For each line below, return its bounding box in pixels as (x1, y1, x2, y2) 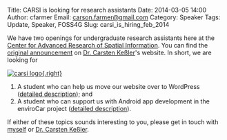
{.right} (41, 69, 62, 77)
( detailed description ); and (17, 90, 93, 98)
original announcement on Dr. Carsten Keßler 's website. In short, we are (7, 48, 212, 57)
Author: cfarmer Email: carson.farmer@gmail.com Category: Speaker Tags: (7, 13, 221, 21)
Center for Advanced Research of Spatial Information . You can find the (7, 41, 208, 49)
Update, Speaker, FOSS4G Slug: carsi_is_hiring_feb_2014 (7, 21, 170, 28)
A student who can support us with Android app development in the (17, 97, 210, 106)
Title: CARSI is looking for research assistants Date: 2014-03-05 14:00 (7, 6, 207, 14)
